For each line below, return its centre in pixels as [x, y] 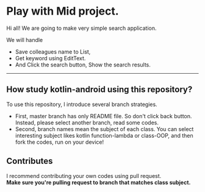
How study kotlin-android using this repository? [99, 90]
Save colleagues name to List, [53, 52]
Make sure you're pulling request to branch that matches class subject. [99, 182]
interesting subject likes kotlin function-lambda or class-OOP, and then [104, 135]
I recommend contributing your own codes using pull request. [84, 176]
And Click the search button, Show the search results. [83, 65]
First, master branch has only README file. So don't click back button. [103, 116]
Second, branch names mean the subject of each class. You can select [104, 129]
